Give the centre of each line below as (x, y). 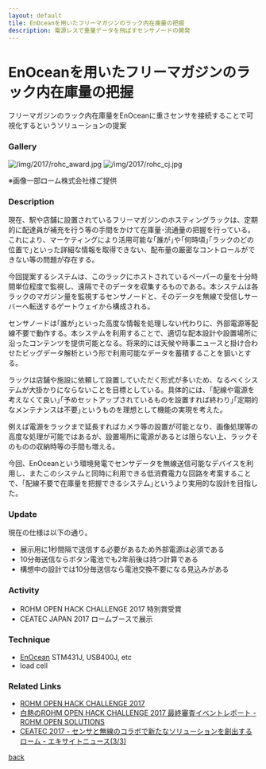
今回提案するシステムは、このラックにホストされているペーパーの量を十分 (130, 276)
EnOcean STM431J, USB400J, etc (76, 657)
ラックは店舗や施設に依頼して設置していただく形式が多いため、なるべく (126, 379)
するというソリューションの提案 (74, 126)
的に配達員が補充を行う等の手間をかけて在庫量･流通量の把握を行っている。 (132, 229)
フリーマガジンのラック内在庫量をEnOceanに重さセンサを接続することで (127, 115)
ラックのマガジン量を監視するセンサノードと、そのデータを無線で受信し (126, 296)
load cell (34, 666)
